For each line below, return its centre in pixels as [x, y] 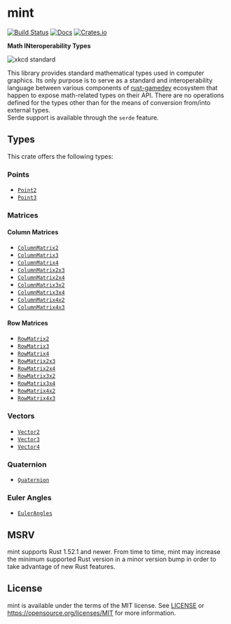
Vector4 [28, 447]
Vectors [21, 416]
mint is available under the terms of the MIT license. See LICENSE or [106, 605]
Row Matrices [28, 322]
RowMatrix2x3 [36, 362]
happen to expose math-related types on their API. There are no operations [116, 95]
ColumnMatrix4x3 [41, 308]
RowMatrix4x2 [36, 391]
